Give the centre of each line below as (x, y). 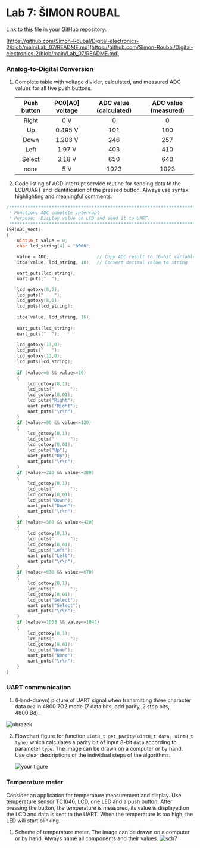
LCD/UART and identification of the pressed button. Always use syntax (101, 190)
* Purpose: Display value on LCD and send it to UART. (79, 218)
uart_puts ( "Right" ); (53, 406)
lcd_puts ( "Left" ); (50, 550)
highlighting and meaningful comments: (63, 196)
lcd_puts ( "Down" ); (50, 500)
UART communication (39, 687)
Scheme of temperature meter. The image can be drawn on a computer (102, 832)
